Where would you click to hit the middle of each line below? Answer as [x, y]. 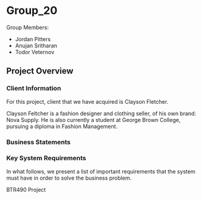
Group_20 [32, 11]
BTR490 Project [26, 189]
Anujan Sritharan [36, 46]
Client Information [34, 89]
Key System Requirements [46, 158]
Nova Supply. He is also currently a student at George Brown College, [93, 120]
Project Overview [40, 71]
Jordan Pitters [33, 39]
